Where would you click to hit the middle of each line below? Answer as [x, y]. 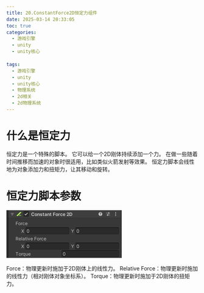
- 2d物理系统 [26, 103]
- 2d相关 [22, 97]
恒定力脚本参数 [44, 196]
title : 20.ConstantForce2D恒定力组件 [52, 13]
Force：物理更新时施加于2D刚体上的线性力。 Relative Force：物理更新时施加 [102, 268]
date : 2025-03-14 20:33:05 [40, 19]
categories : [21, 32]
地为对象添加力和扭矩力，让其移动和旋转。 [60, 169]
